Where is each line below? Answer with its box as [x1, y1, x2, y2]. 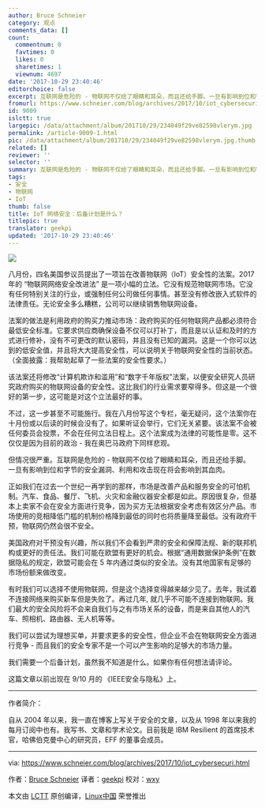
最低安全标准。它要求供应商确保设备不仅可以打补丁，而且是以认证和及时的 [8, 325, 250, 335]
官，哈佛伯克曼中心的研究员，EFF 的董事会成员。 [8, 735, 168, 744]
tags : [8, 173, 26, 182]
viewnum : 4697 [15, 70, 62, 78]
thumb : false [8, 202, 51, 210]
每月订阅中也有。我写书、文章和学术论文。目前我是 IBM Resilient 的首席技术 [8, 724, 255, 735]
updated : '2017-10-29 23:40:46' [8, 232, 114, 240]
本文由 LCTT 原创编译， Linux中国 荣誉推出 [8, 791, 147, 800]
